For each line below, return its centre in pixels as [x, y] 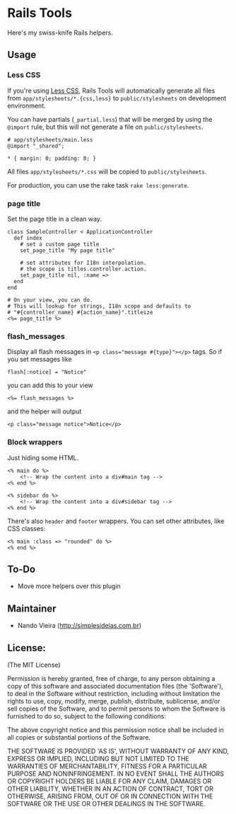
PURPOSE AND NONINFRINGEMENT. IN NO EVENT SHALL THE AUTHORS [116, 774]
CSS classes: [26, 528]
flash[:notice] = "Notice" [47, 372]
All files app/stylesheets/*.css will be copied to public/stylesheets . [107, 171]
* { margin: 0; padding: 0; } [52, 158]
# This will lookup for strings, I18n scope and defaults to [99, 306]
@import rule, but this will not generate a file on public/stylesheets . [105, 127]
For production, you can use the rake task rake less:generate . [98, 185]
